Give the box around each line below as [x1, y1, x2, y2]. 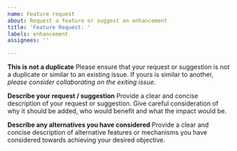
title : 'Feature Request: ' [7, 24, 91, 31]
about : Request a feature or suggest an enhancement [7, 17, 168, 24]
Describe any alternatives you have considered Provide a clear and [7, 120, 209, 129]
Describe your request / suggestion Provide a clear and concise [7, 92, 198, 100]
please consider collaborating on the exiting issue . [7, 78, 156, 86]
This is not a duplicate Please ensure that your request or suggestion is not [7, 63, 230, 71]
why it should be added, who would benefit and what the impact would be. [7, 107, 227, 115]
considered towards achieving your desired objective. [7, 136, 166, 145]
